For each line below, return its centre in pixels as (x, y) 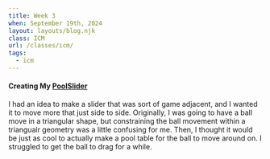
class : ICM (27, 38)
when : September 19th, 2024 (56, 23)
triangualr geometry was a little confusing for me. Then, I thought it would (131, 130)
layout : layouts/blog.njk (52, 31)
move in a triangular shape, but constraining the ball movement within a (127, 121)
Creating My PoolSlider (48, 86)
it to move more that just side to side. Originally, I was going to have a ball (130, 112)
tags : (17, 53)
